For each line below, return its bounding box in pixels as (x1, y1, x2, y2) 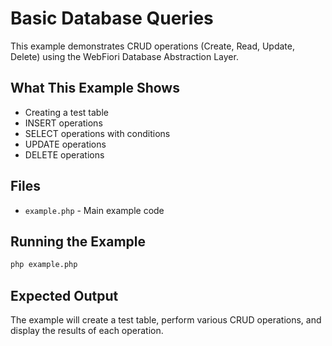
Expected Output (10, 287, 119, 304)
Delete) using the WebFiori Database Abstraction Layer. (10, 50, 239, 62)
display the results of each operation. (10, 325, 164, 337)
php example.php (10, 260, 78, 270)
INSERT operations (24, 117, 103, 129)
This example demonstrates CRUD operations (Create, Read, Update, (10, 40, 296, 52)
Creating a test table (24, 106, 109, 118)
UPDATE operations (24, 138, 107, 150)
